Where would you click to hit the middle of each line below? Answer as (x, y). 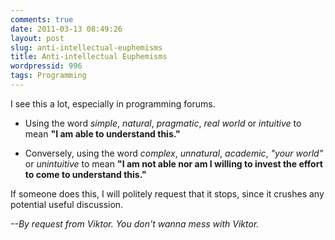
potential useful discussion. (67, 204)
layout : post (37, 38)
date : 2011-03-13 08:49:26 (66, 29)
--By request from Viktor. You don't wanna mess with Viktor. (135, 223)
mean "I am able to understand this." (102, 133)
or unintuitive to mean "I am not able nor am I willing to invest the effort (173, 163)
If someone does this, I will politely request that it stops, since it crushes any (167, 193)
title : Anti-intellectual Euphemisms (89, 57)
